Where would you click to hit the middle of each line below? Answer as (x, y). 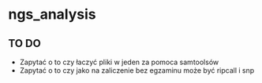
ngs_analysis (52, 14)
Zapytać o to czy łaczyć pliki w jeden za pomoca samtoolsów (119, 62)
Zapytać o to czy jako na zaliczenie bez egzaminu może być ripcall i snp (137, 70)
